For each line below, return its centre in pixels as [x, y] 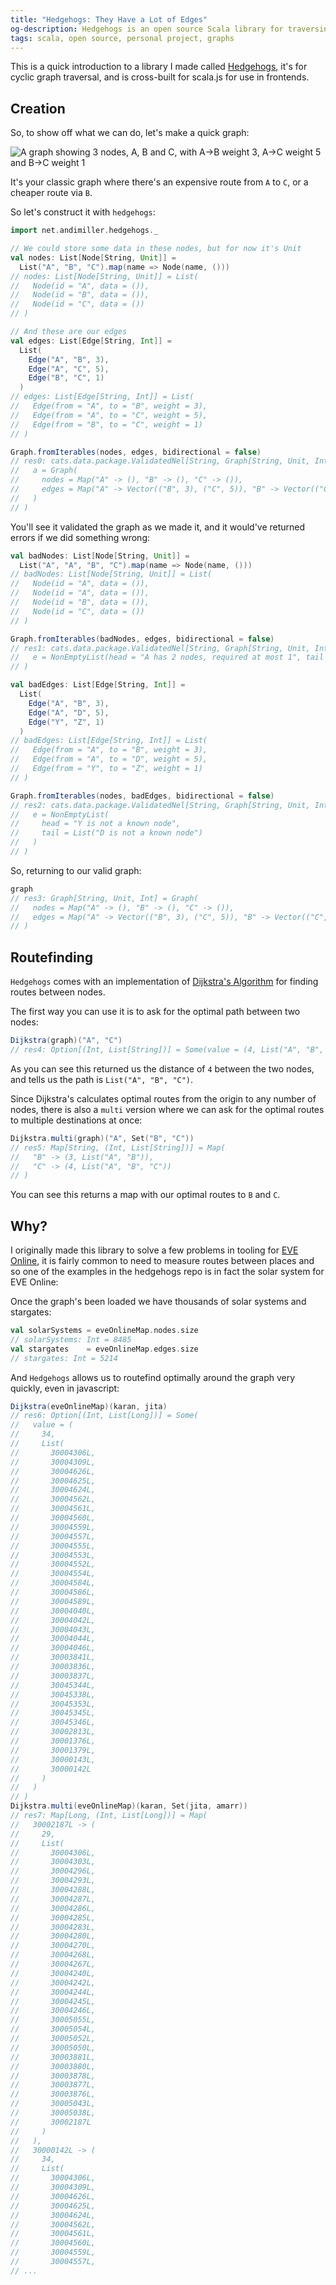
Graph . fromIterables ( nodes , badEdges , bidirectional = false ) [142, 796]
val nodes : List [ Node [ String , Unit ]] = [93, 257]
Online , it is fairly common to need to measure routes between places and [162, 1261]
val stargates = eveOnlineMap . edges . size [104, 1349]
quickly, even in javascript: [65, 1388]
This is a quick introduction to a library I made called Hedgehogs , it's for [159, 67]
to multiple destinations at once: [76, 1120]
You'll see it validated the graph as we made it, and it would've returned [158, 527]
